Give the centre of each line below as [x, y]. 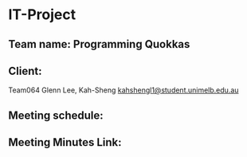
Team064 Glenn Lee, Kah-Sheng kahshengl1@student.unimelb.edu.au [123, 90]
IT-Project [42, 15]
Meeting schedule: [56, 115]
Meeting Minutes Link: [65, 142]
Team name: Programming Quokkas [99, 44]
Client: [25, 71]
